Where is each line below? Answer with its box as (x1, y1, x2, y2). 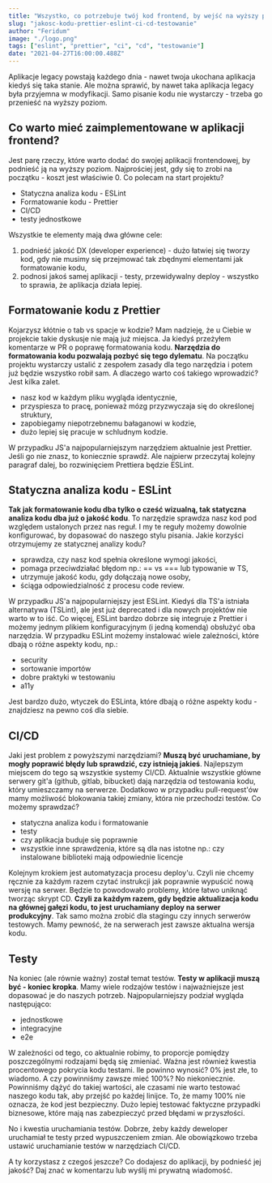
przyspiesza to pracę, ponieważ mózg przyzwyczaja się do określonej (19, 401, 255, 410)
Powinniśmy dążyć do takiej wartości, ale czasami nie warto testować (8, 1082, 240, 1092)
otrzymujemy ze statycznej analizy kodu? (8, 539, 147, 549)
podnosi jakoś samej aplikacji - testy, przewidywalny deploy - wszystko (19, 271, 259, 281)
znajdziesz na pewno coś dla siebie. (8, 705, 130, 715)
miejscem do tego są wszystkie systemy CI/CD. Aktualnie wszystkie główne (8, 768, 261, 778)
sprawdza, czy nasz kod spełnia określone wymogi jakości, (19, 555, 218, 564)
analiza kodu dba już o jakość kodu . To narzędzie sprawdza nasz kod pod (8, 513, 257, 523)
